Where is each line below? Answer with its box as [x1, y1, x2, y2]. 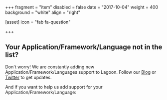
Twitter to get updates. [5, 74, 52, 80]
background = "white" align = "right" [5, 9, 81, 15]
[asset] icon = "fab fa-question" [5, 19, 71, 25]
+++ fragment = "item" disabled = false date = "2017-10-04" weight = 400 [5, 4, 159, 10]
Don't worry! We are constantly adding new [5, 64, 95, 70]
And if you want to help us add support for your [5, 84, 103, 90]
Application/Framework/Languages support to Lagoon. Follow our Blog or [5, 69, 156, 75]
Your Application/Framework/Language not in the [5, 43, 163, 51]
